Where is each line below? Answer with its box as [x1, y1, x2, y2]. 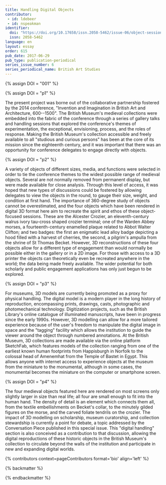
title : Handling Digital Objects [5, 7, 74, 12]
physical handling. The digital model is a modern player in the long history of [5, 296, 161, 302]
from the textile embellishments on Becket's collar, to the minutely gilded [5, 404, 153, 410]
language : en [5, 40, 32, 44]
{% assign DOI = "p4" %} [5, 379, 57, 385]
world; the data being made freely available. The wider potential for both [5, 261, 153, 266]
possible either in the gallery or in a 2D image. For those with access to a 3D [5, 250, 161, 256]
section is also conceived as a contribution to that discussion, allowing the [5, 431, 157, 436]
